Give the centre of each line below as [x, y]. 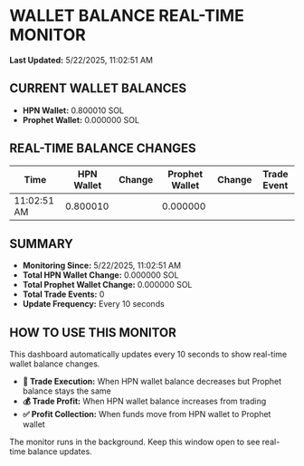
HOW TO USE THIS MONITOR [93, 333]
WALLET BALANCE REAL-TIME [127, 16]
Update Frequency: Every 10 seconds [93, 304]
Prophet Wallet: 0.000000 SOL [81, 119]
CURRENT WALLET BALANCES [98, 88]
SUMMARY [42, 244]
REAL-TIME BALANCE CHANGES [103, 149]
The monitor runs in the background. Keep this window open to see [135, 442]
